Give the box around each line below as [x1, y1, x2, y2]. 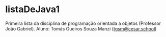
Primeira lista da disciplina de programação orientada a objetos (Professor [5, 20, 161, 26]
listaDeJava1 [5, 4, 60, 15]
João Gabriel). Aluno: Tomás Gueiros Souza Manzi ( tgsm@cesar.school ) [5, 25, 157, 31]
